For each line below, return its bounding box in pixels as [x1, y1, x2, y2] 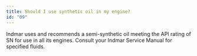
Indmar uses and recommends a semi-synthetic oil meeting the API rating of [6, 30, 192, 37]
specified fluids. [6, 42, 45, 50]
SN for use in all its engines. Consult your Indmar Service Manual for [6, 37, 172, 44]
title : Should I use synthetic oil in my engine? [6, 8, 131, 15]
